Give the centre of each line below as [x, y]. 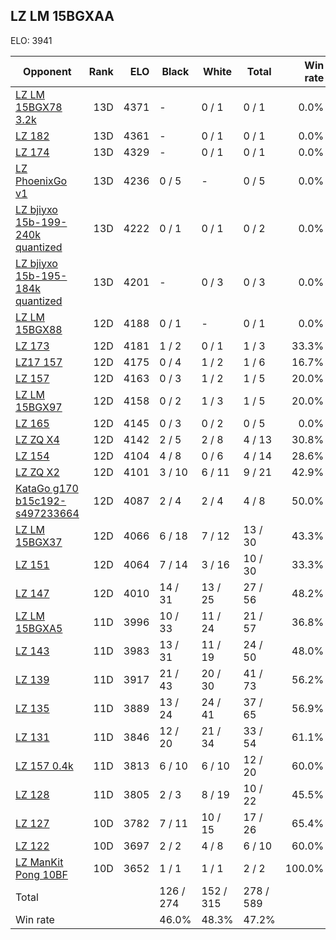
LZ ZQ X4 [37, 439]
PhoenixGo [41, 181]
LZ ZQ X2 [37, 472]
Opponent [47, 71]
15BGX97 [39, 407]
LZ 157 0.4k [44, 766]
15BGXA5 [39, 628]
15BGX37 [39, 542]
